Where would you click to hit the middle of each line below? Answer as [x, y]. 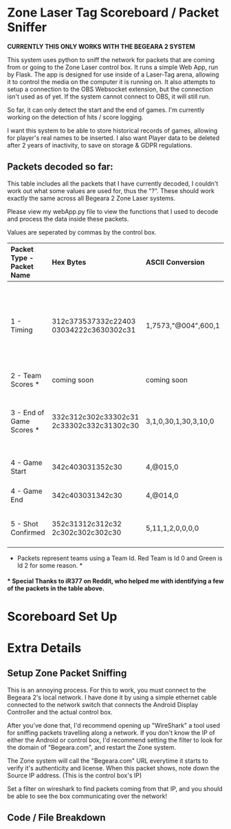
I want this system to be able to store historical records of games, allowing [112, 130]
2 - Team [26, 375]
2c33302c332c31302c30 [95, 426]
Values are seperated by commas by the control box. [82, 232]
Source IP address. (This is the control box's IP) [75, 775]
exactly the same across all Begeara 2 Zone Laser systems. [91, 198]
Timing [22, 330]
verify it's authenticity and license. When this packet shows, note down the [113, 768]
